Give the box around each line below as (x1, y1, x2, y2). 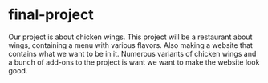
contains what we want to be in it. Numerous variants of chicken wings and (8, 49, 257, 58)
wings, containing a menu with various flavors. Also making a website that (8, 40, 253, 49)
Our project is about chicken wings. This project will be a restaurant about (8, 32, 253, 41)
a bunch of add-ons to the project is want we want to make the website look (8, 57, 260, 67)
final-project (8, 6, 94, 24)
